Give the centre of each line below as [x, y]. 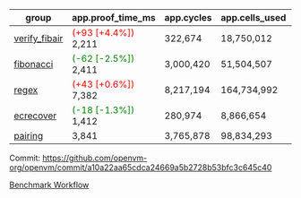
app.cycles [188, 17]
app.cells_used [254, 17]
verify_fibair [39, 38]
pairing [29, 136]
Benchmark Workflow [49, 185]
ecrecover [35, 116]
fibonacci [34, 64]
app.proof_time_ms [114, 17]
